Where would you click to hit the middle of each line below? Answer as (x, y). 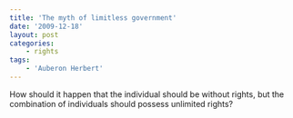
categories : (32, 43)
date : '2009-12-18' (46, 26)
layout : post (34, 34)
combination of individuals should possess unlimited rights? (121, 103)
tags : (20, 60)
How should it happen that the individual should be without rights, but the (147, 94)
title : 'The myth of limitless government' (93, 18)
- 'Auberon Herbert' (65, 69)
